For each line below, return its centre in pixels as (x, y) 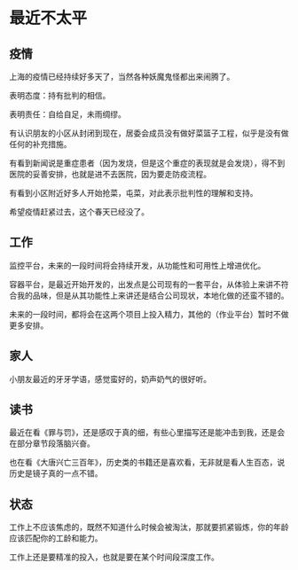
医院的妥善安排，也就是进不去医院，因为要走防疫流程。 (110, 174)
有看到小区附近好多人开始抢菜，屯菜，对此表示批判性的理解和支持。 (133, 193)
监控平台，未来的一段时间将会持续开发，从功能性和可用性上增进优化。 (137, 265)
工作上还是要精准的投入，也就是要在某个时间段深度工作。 (114, 557)
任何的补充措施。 (40, 144)
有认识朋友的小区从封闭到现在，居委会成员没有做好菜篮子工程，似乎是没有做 (149, 133)
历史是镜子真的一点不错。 (56, 473)
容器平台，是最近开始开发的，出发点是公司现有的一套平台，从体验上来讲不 (145, 284)
